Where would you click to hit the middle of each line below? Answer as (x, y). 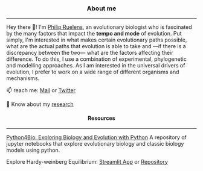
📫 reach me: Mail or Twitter (41, 90)
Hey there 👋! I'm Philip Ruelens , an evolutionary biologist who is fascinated (99, 27)
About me (101, 8)
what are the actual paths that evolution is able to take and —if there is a (96, 46)
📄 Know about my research (40, 104)
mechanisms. (23, 78)
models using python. (33, 150)
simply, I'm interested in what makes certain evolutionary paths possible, (97, 40)
